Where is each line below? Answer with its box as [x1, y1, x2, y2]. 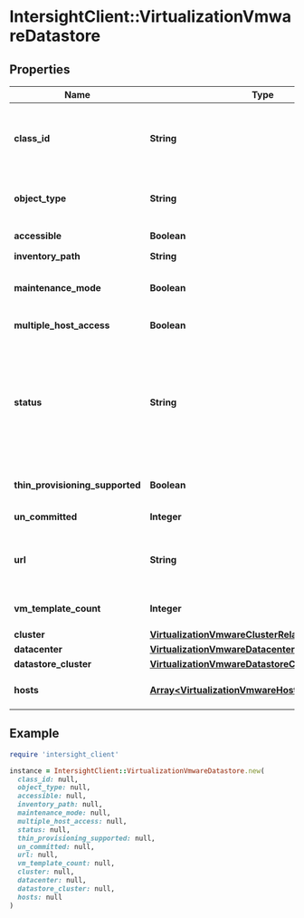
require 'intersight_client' [9, 749, 119, 759]
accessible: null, [17, 791, 88, 801]
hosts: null [17, 893, 63, 902]
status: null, [17, 825, 71, 835]
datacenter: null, [17, 876, 88, 885]
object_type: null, [17, 783, 91, 792]
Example [9, 726, 60, 741]
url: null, [17, 850, 59, 860]
